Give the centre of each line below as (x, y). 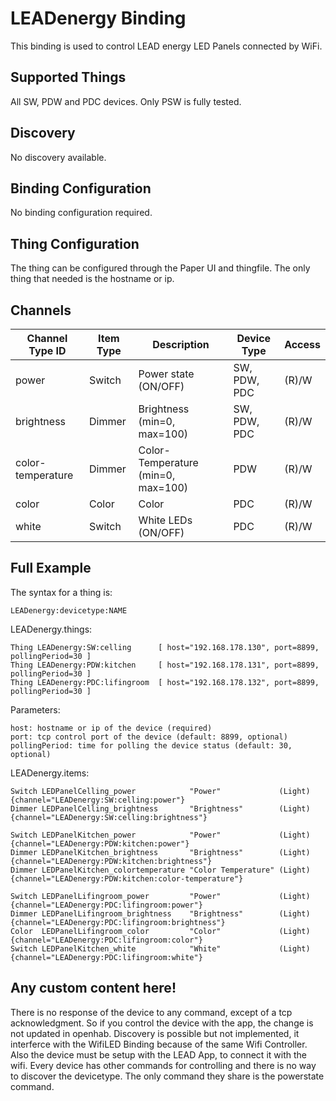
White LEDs (165, 520)
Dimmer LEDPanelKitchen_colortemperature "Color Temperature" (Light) (160, 870)
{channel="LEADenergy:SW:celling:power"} (98, 800)
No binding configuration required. (81, 213)
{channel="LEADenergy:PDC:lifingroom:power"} (106, 905)
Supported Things (68, 77)
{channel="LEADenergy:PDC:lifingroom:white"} (106, 957)
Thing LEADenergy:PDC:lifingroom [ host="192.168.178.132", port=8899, (165, 682)
